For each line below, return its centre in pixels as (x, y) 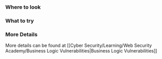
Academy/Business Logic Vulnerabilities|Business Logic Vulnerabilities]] (81, 51)
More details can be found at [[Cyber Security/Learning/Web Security (79, 46)
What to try (20, 20)
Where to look (23, 7)
